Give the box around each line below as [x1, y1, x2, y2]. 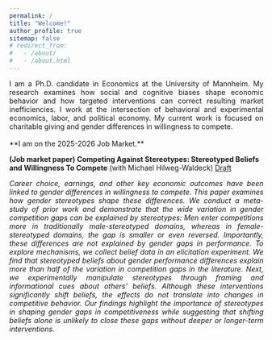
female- [237, 221, 264, 230]
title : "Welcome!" [9, 19, 71, 27]
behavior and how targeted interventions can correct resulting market [9, 96, 264, 106]
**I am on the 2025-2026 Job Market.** [9, 139, 144, 148]
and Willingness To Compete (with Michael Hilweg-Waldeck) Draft [9, 163, 232, 172]
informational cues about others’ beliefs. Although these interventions [9, 281, 264, 291]
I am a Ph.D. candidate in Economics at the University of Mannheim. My [9, 78, 264, 89]
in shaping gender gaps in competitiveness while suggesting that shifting [9, 307, 264, 317]
